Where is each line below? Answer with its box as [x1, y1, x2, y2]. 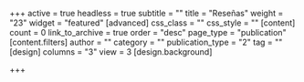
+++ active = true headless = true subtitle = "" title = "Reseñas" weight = [9, 8, 284, 18]
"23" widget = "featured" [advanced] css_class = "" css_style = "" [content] [9, 17, 296, 28]
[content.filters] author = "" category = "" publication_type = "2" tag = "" [9, 36, 283, 47]
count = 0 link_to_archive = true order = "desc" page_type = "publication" [9, 27, 287, 37]
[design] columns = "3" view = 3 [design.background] [9, 46, 213, 57]
